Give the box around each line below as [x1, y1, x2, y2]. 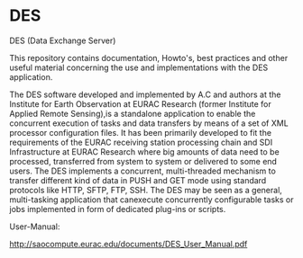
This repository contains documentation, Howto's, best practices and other [9, 52, 289, 63]
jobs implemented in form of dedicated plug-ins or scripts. [9, 203, 226, 214]
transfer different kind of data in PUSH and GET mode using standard [9, 174, 267, 185]
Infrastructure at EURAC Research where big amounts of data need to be [9, 146, 280, 157]
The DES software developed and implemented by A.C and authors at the [9, 89, 281, 100]
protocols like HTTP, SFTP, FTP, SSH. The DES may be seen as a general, [9, 184, 282, 195]
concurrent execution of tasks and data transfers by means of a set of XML [9, 118, 289, 129]
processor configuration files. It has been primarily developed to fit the [9, 127, 272, 138]
